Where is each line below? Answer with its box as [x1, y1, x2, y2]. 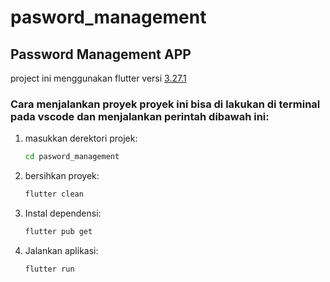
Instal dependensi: [24, 207, 102, 220]
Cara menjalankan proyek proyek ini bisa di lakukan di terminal [10, 97, 321, 111]
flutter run [24, 264, 75, 274]
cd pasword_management [24, 152, 120, 162]
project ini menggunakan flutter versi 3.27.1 [10, 72, 187, 84]
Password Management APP [10, 46, 192, 63]
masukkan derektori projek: [24, 132, 138, 145]
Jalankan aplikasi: [24, 244, 99, 256]
